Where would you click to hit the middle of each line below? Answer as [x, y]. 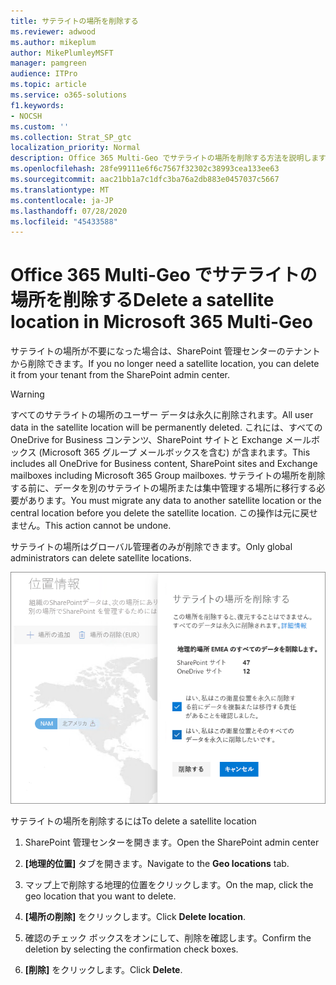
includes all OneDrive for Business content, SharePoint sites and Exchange [164, 464]
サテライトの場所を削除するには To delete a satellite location [133, 821]
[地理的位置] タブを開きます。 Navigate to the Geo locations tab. [157, 863]
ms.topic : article [48, 85]
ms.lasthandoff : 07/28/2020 [69, 211]
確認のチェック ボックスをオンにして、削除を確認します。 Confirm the [168, 938]
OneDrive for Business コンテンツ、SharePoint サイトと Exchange [146, 440]
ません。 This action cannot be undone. [91, 526]
